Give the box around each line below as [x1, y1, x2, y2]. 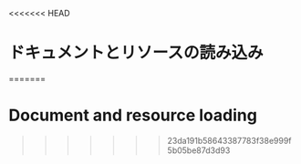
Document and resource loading [8, 105, 257, 126]
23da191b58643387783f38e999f [167, 135, 293, 146]
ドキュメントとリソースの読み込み [8, 43, 264, 63]
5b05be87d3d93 [167, 145, 231, 156]
